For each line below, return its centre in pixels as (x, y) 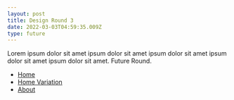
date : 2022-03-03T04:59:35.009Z (54, 27)
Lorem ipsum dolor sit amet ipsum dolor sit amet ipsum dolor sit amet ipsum (117, 54)
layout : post (26, 14)
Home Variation (40, 82)
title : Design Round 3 (40, 20)
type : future (26, 33)
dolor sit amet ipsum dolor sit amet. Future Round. (80, 61)
